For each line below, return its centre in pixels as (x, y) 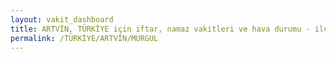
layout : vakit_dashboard (62, 19)
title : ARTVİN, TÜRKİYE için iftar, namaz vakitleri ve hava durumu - (160, 29)
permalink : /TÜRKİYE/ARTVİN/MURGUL (84, 38)
